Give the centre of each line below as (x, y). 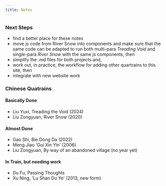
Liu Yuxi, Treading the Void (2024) (48, 112)
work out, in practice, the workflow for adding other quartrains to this (84, 65)
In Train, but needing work (33, 161)
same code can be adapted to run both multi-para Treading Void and (84, 49)
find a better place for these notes (48, 38)
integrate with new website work (46, 75)
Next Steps (19, 27)
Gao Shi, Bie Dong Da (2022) (43, 140)
